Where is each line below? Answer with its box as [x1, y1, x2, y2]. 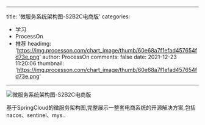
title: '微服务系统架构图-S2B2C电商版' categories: [6, 13, 131, 20]
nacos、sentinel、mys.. [6, 112, 66, 119]
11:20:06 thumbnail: [15, 60, 64, 67]
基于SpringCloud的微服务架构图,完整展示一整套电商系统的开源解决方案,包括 [6, 104, 196, 111]
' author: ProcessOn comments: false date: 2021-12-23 [39, 53, 177, 60]
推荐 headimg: [15, 40, 52, 47]
